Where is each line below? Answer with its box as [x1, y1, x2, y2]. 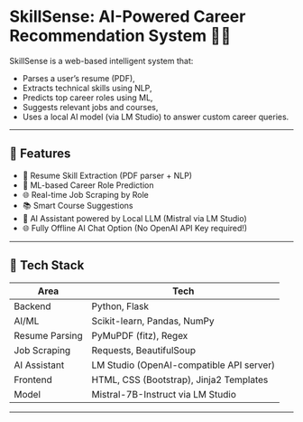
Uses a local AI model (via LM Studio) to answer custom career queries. [22, 111, 289, 122]
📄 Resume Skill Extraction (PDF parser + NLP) [22, 170, 192, 181]
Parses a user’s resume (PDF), [22, 72, 135, 83]
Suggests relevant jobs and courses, [22, 101, 159, 112]
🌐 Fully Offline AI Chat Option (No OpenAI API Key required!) [22, 222, 248, 233]
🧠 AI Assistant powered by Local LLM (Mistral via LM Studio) [22, 212, 248, 223]
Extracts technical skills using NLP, [22, 82, 152, 93]
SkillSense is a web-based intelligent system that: [9, 55, 194, 66]
